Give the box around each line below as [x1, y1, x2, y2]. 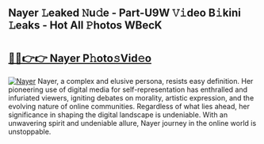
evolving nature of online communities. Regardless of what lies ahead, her [8, 102, 250, 111]
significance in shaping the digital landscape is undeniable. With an [8, 110, 228, 119]
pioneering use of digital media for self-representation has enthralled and [8, 85, 248, 94]
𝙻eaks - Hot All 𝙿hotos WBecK [8, 19, 163, 32]
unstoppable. [8, 127, 52, 136]
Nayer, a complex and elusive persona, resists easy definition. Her [37, 77, 254, 85]
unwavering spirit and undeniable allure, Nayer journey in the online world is [8, 119, 257, 127]
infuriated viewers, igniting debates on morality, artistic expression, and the [8, 93, 254, 102]
